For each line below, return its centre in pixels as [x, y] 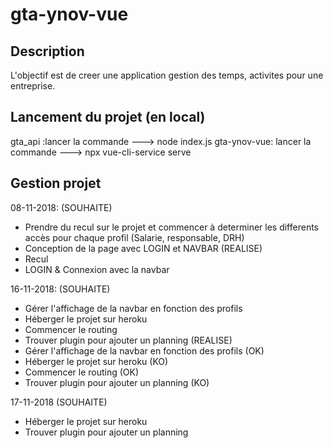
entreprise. [33, 86]
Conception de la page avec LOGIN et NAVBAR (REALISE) [143, 248]
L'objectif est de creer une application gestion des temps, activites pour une [167, 75]
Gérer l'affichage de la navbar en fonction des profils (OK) [144, 350]
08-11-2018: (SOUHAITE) [61, 207]
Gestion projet [56, 183]
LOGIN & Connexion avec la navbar [97, 269]
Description [47, 51]
